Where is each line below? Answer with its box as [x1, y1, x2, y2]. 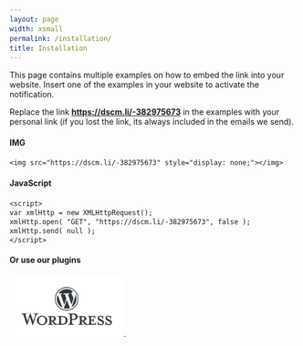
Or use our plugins [9, 255, 81, 266]
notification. [9, 89, 55, 100]
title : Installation [9, 44, 89, 53]
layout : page [9, 15, 59, 24]
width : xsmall [9, 24, 64, 34]
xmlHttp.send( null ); [9, 226, 96, 236]
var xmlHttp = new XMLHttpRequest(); [9, 208, 153, 218]
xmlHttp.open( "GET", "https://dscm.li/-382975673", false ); [9, 217, 251, 227]
